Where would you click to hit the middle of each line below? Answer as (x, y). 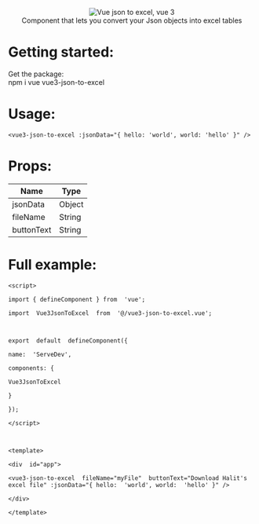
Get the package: (36, 74)
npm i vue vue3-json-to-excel (56, 82)
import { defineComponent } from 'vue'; (77, 299)
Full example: (53, 265)
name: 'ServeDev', (40, 354)
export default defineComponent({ (68, 341)
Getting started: (61, 52)
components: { (31, 368)
